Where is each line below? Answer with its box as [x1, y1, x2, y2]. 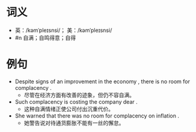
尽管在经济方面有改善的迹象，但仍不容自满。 [23, 91, 135, 98]
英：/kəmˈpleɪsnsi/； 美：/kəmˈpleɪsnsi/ [14, 27, 112, 34]
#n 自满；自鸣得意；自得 [14, 34, 76, 41]
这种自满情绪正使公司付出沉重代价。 [23, 105, 114, 112]
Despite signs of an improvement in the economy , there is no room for [14, 78, 191, 85]
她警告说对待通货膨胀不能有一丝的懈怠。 [23, 119, 124, 127]
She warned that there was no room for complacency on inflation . [14, 112, 179, 119]
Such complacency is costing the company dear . [14, 98, 138, 105]
